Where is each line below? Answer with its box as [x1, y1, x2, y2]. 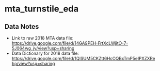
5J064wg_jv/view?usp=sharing [11, 46, 75, 51]
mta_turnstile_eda [4, 3, 79, 14]
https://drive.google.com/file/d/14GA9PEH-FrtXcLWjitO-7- [11, 40, 128, 46]
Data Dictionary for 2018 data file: [11, 50, 79, 56]
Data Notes [4, 23, 39, 31]
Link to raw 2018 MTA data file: [11, 35, 74, 41]
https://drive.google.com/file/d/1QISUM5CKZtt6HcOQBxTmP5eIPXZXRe [11, 56, 156, 61]
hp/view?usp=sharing [11, 61, 55, 66]
